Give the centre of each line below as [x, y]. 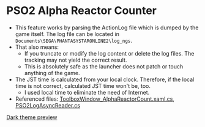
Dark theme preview [32, 117]
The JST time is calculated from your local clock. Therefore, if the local [105, 79]
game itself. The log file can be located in [67, 34]
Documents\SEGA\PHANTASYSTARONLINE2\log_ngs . [74, 40]
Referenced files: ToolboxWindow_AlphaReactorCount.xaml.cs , [95, 99]
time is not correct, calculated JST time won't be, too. [83, 85]
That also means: [37, 47]
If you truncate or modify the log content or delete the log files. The [109, 53]
